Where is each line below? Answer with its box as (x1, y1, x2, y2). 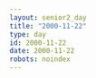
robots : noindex (9, 55, 71, 64)
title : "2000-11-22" (9, 22, 88, 30)
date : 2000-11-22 (9, 47, 75, 56)
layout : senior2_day (9, 13, 88, 22)
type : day (9, 30, 47, 39)
